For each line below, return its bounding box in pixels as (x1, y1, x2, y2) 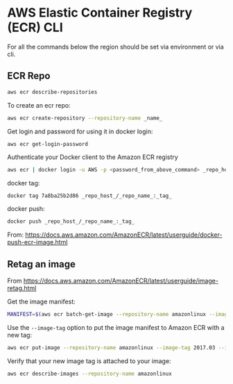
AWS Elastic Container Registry (7, 5, 193, 21)
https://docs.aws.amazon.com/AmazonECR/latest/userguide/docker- (25, 231, 223, 239)
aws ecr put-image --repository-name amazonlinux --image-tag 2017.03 (7, 344, 216, 351)
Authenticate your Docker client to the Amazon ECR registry (7, 153, 178, 161)
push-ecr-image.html (7, 238, 68, 247)
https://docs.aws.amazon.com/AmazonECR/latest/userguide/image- (23, 276, 218, 285)
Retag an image (7, 258, 76, 270)
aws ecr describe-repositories (7, 88, 98, 95)
